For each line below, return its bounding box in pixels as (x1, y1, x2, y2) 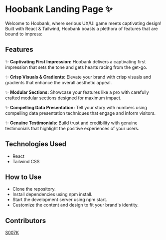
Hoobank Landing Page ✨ (5, 3, 113, 15)
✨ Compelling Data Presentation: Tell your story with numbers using (5, 104, 147, 110)
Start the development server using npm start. (12, 197, 107, 203)
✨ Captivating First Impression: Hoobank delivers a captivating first (5, 58, 146, 64)
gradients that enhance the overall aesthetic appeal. (5, 79, 112, 85)
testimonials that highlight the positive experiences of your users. (5, 125, 140, 131)
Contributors (5, 216, 46, 225)
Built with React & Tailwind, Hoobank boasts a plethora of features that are (5, 25, 158, 31)
